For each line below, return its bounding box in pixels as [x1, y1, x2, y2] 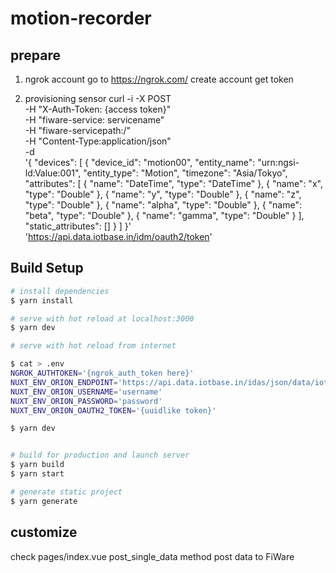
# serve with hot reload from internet [10, 341, 177, 351]
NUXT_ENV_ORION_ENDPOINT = [10, 377, 118, 387]
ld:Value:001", [24, 167, 82, 179]
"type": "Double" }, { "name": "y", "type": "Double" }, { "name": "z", [24, 188, 302, 200]
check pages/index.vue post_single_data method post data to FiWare [10, 550, 295, 562]
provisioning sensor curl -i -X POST [24, 93, 172, 104]
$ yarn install [10, 295, 74, 306]
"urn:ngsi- [257, 157, 300, 168]
